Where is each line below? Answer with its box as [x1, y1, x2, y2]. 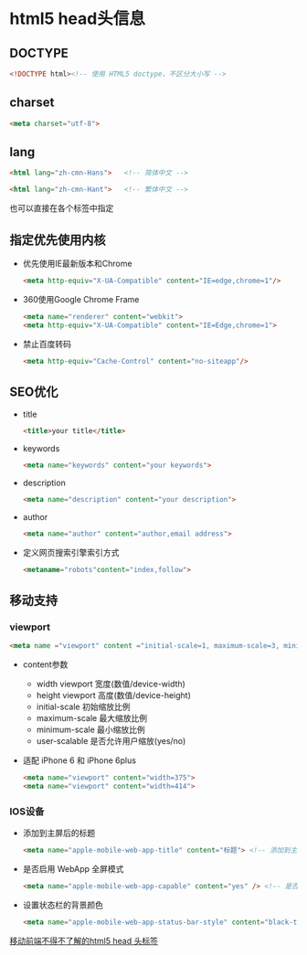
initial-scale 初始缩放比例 [36, 701, 131, 713]
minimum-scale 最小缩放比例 [36, 724, 146, 736]
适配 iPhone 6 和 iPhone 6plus [22, 755, 137, 766]
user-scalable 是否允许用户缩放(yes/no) [36, 736, 186, 747]
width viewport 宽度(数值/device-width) [36, 678, 185, 690]
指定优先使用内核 [9, 232, 106, 248]
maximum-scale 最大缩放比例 [36, 713, 148, 724]
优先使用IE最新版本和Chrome [22, 258, 132, 269]
